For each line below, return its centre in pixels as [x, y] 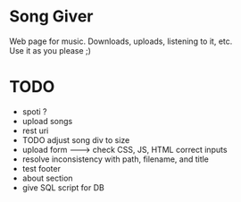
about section [47, 178]
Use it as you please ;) [50, 50]
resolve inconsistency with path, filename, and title [116, 159]
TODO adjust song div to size [76, 139]
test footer [41, 168]
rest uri [35, 130]
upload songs [47, 121]
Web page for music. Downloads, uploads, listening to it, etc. [121, 41]
